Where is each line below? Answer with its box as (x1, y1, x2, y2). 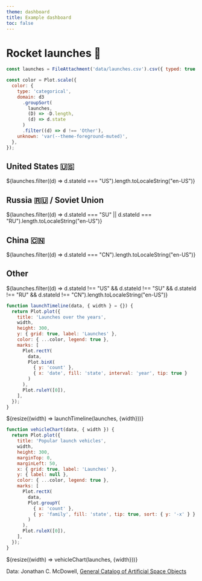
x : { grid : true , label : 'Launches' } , (17, 466, 118, 472)
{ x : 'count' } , (33, 505, 74, 511)
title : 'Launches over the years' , (17, 314, 107, 320)
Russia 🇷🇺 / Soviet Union (6, 195, 104, 205)
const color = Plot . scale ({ (6, 77, 77, 84)
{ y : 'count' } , (33, 364, 74, 371)
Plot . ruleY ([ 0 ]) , (22, 387, 66, 393)
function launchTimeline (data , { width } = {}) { (6, 303, 134, 309)
